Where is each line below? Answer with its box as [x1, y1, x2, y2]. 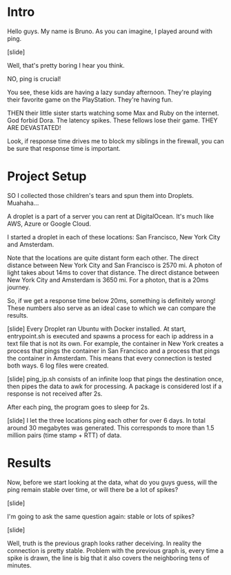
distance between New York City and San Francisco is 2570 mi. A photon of [7, 261, 223, 269]
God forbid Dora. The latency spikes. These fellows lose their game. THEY [7, 116, 219, 125]
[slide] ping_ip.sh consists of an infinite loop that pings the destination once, [7, 374, 224, 383]
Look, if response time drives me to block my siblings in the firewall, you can [7, 136, 224, 145]
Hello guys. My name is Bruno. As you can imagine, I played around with [7, 27, 212, 35]
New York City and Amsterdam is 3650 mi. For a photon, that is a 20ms [7, 275, 209, 284]
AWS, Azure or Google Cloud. [7, 219, 92, 228]
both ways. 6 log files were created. [7, 361, 109, 369]
